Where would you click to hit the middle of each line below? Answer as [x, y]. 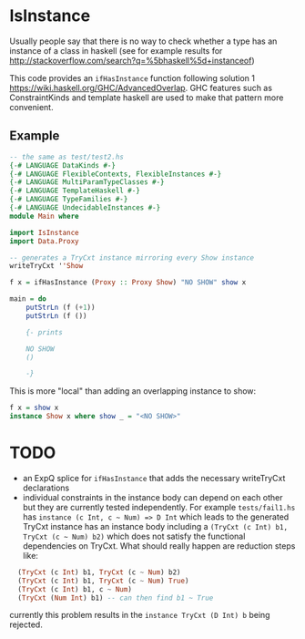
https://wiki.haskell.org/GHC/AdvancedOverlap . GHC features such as [141, 88]
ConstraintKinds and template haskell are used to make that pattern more [147, 98]
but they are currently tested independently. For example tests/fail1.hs [159, 507]
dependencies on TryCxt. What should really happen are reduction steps [159, 546]
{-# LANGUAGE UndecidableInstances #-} [85, 208]
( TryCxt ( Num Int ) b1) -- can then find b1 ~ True [116, 598]
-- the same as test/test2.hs [67, 157]
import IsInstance [44, 232]
